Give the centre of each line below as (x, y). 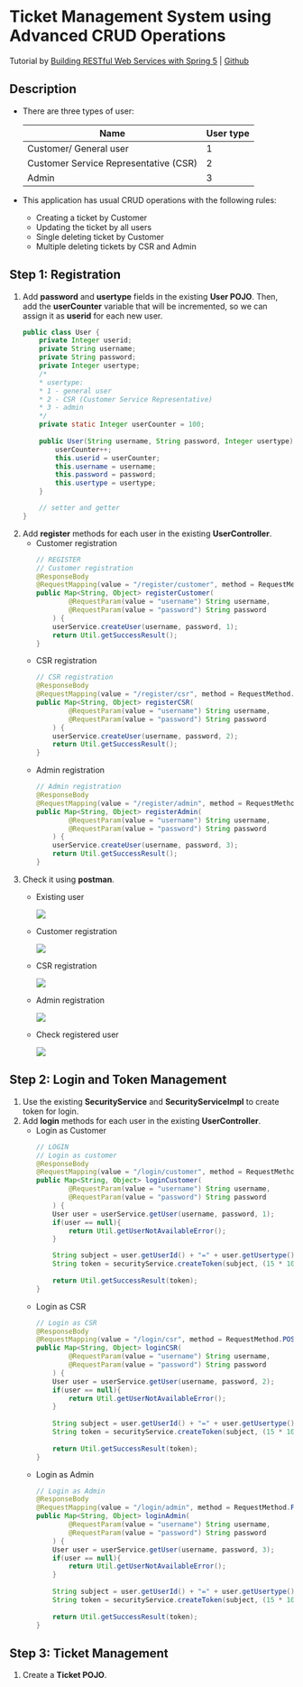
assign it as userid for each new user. (92, 315)
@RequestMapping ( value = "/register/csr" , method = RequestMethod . (165, 694)
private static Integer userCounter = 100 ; (122, 425)
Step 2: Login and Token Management (118, 1080)
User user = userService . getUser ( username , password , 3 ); (164, 1550)
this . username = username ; (106, 467)
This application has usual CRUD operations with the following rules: (149, 199)
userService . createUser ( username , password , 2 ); (146, 736)
